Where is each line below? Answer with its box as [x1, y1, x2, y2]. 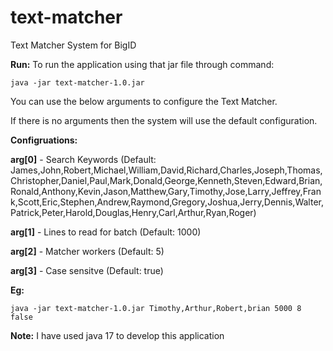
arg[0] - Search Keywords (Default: [10, 153, 157, 165]
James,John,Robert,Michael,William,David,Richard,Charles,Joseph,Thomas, [10, 164, 323, 176]
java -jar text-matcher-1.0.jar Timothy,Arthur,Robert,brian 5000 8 [10, 303, 302, 313]
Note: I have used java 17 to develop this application [10, 329, 225, 341]
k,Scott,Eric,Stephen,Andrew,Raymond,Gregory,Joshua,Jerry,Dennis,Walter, [10, 196, 324, 208]
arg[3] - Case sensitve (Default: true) [10, 264, 164, 276]
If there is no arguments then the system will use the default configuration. [10, 114, 318, 126]
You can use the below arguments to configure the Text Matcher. [10, 95, 278, 107]
